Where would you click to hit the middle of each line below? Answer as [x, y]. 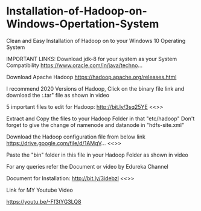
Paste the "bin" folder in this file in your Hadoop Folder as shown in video [97, 155]
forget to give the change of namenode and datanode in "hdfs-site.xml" [95, 125]
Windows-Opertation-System [83, 24]
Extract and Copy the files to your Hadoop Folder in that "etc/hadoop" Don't [101, 118]
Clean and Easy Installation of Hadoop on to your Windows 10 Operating [96, 41]
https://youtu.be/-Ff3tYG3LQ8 [44, 201]
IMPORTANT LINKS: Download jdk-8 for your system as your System [91, 59]
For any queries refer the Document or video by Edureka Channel [88, 166]
